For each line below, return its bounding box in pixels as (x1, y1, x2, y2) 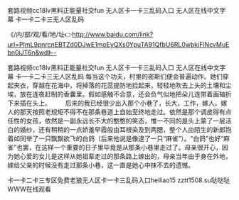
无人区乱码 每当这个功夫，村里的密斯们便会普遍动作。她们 (52, 72, 223, 80)
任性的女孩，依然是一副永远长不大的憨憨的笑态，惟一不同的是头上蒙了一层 (7, 116, 225, 125)
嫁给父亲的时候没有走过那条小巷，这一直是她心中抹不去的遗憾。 (7, 161, 194, 169)
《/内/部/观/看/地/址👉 (7, 30, 73, 38)
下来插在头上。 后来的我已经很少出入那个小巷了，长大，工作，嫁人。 (7, 99, 221, 107)
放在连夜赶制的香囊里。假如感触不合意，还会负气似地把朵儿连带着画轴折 (19, 90, 232, 98)
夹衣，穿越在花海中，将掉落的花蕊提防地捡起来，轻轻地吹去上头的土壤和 (13, 81, 225, 89)
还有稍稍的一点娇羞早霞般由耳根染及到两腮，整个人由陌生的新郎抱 (38, 126, 232, 133)
